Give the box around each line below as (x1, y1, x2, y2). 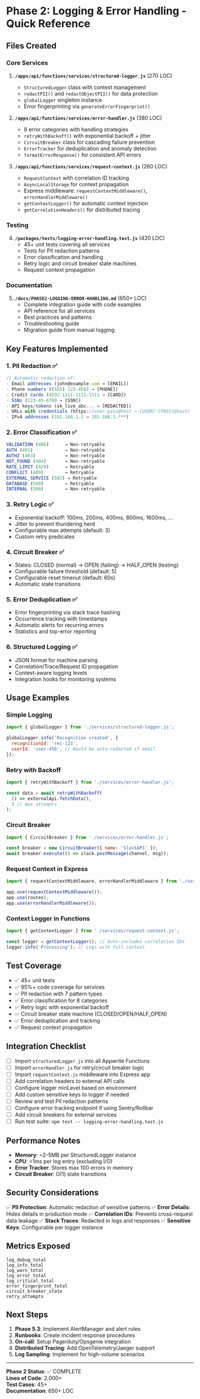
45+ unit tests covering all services (23, 241, 110, 248)
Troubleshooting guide (23, 320, 79, 327)
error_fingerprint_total (6, 1283, 68, 1289)
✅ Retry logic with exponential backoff (14, 1003, 110, 1010)
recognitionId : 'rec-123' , (11, 740, 79, 746)
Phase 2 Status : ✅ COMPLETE (6, 1368, 82, 1375)
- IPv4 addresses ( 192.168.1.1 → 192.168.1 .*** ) (6, 414, 129, 420)
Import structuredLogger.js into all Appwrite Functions (14, 1057, 150, 1064)
